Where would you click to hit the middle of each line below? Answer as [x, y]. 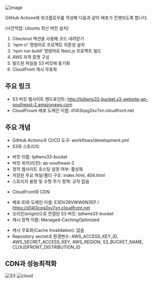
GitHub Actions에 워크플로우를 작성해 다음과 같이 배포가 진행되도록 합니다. [76, 18]
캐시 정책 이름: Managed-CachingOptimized [56, 220]
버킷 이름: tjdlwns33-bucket [40, 157]
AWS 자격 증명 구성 [31, 57]
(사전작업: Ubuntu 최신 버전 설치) [37, 28]
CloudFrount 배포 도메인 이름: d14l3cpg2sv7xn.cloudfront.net [73, 110]
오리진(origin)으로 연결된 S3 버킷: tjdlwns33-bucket [63, 213]
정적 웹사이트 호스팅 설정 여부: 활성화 [48, 169]
